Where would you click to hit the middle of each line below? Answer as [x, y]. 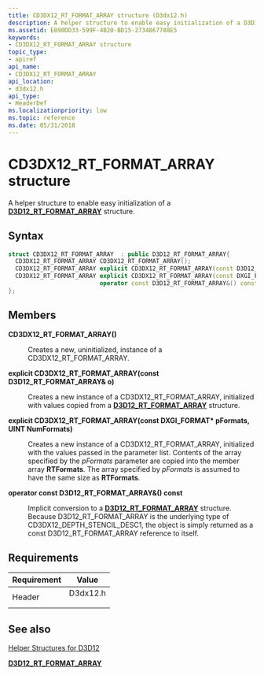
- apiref [22, 60]
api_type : [24, 96]
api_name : [24, 67]
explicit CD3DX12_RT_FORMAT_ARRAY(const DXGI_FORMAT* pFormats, [129, 420]
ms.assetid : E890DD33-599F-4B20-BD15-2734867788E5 [93, 30]
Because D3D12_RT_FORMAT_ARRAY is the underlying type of [128, 516]
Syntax [26, 236]
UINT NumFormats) [40, 428]
